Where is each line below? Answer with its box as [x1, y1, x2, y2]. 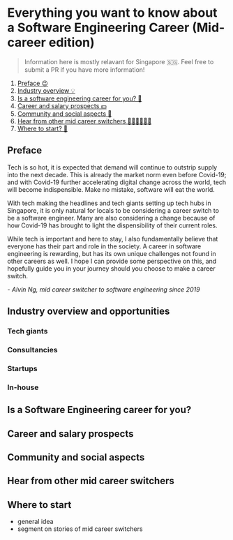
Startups [7, 363, 38, 373]
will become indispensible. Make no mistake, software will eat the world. [7, 185, 215, 193]
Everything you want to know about [7, 5, 218, 21]
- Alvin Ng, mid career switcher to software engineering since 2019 [7, 285, 200, 294]
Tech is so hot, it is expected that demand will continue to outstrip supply [7, 163, 218, 172]
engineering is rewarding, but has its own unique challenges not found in [7, 249, 216, 257]
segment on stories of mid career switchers [17, 525, 143, 533]
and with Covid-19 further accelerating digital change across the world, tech [7, 178, 227, 186]
